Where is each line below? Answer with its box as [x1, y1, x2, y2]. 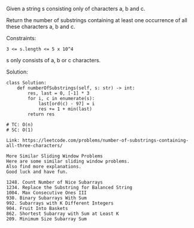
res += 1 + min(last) [38, 106, 93, 112]
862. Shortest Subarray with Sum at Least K [6, 211, 119, 217]
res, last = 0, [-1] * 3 [28, 90, 90, 96]
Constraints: [6, 35, 37, 41]
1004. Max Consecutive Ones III [6, 190, 87, 196]
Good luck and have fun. [6, 169, 68, 175]
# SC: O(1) [6, 127, 34, 133]
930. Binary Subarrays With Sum [6, 195, 87, 201]
